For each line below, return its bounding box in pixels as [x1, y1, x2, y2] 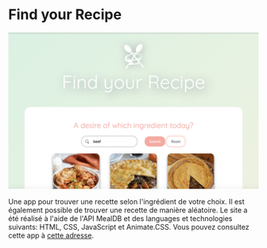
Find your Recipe [8, 6, 122, 24]
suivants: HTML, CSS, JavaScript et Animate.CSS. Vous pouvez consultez [8, 222, 250, 231]
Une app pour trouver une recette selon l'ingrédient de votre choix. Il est [8, 196, 245, 206]
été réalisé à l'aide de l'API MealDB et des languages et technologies [8, 213, 233, 223]
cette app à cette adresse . [8, 231, 94, 240]
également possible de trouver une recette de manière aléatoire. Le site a [8, 205, 248, 215]
